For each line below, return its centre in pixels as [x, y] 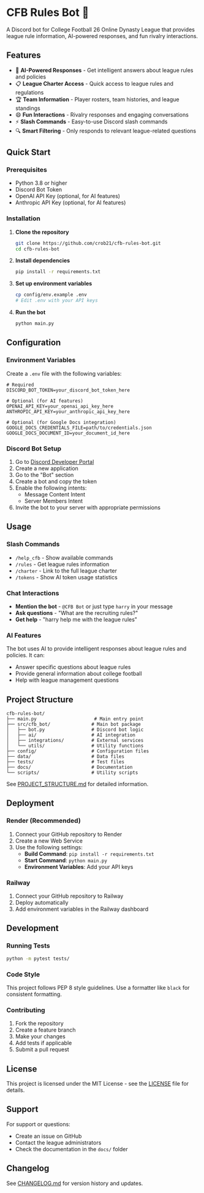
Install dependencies [43, 261]
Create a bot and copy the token [56, 481]
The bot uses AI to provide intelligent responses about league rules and [96, 649]
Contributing [26, 1010]
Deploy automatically [42, 903]
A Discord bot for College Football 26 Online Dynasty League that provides [100, 29]
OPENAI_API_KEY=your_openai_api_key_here [60, 406]
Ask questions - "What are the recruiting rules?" [77, 612]
